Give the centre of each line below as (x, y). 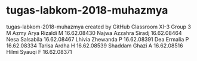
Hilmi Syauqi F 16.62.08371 (39, 52)
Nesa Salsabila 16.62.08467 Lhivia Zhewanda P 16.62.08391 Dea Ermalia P (98, 39)
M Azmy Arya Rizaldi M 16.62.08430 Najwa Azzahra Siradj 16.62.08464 (94, 33)
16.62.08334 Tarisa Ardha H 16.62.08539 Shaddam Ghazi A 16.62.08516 (95, 46)
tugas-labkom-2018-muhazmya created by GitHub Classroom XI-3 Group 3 (98, 27)
